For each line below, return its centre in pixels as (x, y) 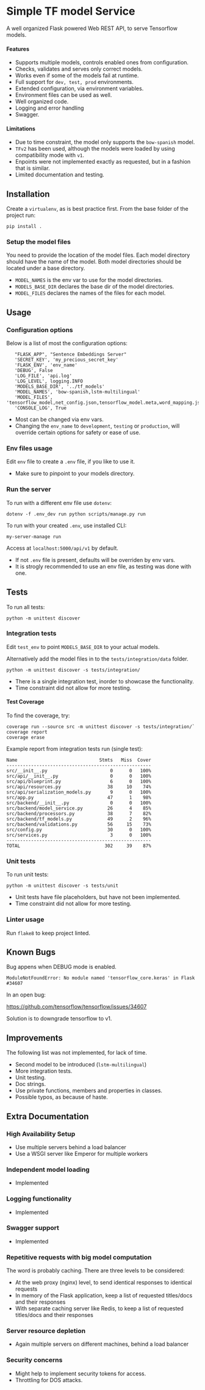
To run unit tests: (27, 875)
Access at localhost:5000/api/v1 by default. (63, 548)
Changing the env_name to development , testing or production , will (97, 426)
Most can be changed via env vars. (59, 420)
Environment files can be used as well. (63, 95)
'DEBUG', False (34, 371)
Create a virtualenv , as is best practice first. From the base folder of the (97, 209)
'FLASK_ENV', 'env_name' (46, 365)
